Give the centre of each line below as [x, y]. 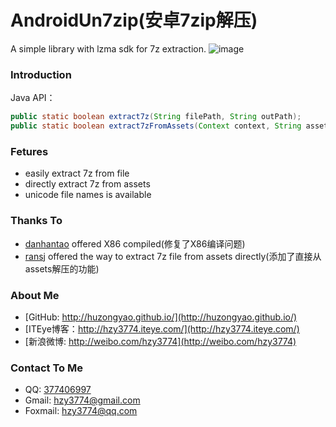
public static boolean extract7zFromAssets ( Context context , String [156, 126]
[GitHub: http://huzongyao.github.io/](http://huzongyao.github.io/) [161, 317]
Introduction [41, 74]
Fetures [29, 151]
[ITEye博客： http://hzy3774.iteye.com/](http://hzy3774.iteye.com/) [162, 328]
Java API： [33, 98]
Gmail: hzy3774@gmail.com [82, 400]
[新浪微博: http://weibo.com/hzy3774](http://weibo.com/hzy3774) [160, 341]
